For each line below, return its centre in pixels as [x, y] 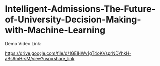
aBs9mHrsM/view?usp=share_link [40, 58]
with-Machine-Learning [55, 30]
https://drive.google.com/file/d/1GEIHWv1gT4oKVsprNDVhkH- [68, 53]
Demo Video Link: [23, 43]
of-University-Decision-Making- [73, 19]
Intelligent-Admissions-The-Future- [80, 9]
